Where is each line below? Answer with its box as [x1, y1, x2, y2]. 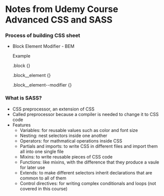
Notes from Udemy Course [5, 3, 118, 15]
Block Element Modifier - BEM [12, 43, 75, 49]
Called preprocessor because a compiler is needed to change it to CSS [12, 111, 159, 117]
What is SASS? [5, 94, 42, 101]
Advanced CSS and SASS [5, 14, 112, 25]
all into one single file [19, 148, 64, 154]
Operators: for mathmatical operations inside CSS [19, 137, 122, 143]
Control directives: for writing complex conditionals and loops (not [19, 180, 156, 186]
